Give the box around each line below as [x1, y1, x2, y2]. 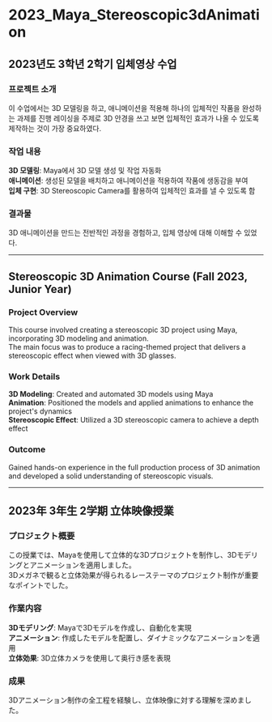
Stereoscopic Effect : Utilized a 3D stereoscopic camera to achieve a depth [8, 415, 259, 425]
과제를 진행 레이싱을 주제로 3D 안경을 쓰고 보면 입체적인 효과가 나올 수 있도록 [16, 113, 259, 123]
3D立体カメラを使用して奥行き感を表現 [40, 653, 172, 663]
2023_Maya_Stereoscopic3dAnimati [8, 6, 261, 24]
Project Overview [8, 306, 79, 317]
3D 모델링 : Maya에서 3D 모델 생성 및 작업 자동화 [8, 166, 162, 176]
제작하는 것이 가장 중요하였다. [8, 123, 102, 133]
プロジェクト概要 [8, 530, 75, 541]
